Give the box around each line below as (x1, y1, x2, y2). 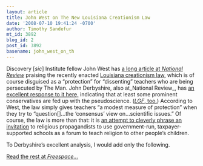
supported (6, 129, 32, 136)
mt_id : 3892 (6, 32, 36, 38)
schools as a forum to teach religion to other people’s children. (33, 129, 190, 136)
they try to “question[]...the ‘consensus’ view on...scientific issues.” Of (6, 110, 182, 117)
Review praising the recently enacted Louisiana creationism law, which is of (6, 71, 195, 79)
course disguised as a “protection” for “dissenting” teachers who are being (6, 78, 194, 85)
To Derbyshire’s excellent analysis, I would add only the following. (6, 141, 170, 148)
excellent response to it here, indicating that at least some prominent (6, 90, 178, 98)
